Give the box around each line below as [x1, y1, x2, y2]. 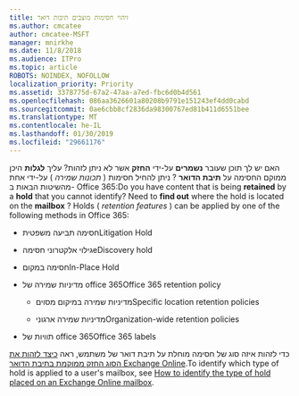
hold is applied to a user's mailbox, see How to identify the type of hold [9, 367, 271, 378]
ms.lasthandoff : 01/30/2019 [9, 130, 114, 139]
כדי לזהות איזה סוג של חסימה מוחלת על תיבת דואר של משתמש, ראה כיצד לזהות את [9, 348, 290, 358]
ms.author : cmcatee [9, 21, 82, 30]
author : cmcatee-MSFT [9, 29, 90, 38]
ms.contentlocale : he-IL [9, 122, 102, 131]
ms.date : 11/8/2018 [9, 46, 82, 55]
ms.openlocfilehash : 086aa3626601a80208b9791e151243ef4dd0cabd [9, 96, 250, 105]
